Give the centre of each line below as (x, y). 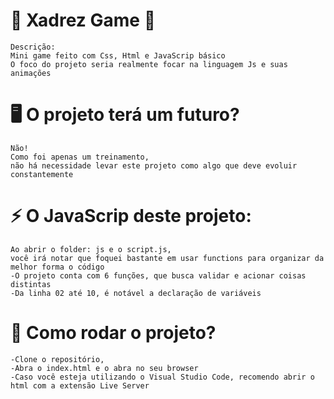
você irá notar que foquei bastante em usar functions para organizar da (167, 258)
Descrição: (33, 47)
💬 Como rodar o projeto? (113, 333)
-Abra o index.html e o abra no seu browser (104, 368)
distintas (31, 284)
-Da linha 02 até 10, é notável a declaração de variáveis (136, 293)
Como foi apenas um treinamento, (80, 157)
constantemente (42, 174)
